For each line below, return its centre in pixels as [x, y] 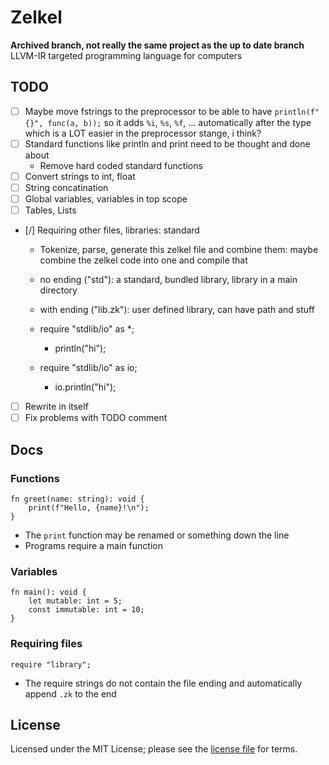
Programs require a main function [93, 545]
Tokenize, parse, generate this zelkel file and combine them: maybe [179, 250]
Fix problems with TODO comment [96, 418]
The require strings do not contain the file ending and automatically [163, 683]
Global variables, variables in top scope [106, 199]
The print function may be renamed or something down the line [157, 535]
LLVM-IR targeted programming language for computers [126, 55]
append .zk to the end [70, 693]
